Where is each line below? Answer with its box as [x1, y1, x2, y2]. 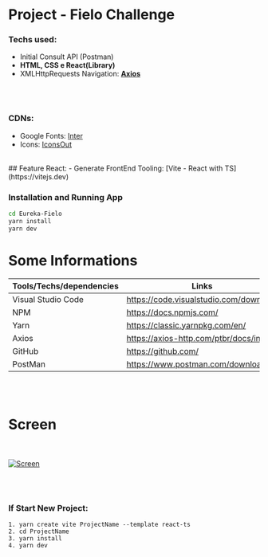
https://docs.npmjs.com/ [126, 307, 219, 318]
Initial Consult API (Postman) [19, 52, 114, 61]
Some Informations [8, 251, 138, 269]
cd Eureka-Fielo [8, 210, 62, 218]
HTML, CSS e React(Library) [19, 61, 116, 70]
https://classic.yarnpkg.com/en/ [126, 320, 246, 331]
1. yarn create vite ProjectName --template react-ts [8, 520, 191, 528]
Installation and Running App [8, 191, 124, 202]
